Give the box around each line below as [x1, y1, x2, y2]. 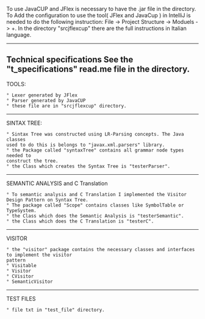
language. [6, 31, 32, 38]
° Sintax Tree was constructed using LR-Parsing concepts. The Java [6, 131, 184, 137]
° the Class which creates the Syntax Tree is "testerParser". [6, 163, 171, 169]
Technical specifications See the [6, 54, 134, 65]
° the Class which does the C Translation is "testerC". [6, 218, 154, 224]
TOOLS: [6, 80, 26, 87]
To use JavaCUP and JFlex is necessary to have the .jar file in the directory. [6, 5, 196, 12]
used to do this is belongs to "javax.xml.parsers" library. [6, 142, 165, 148]
